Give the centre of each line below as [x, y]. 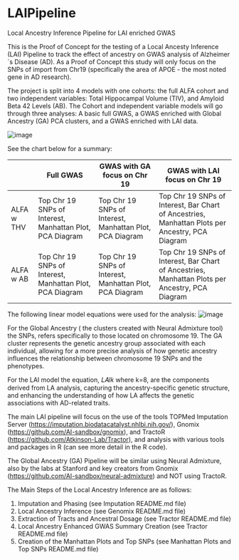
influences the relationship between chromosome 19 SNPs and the [105, 358]
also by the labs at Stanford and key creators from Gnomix [93, 468]
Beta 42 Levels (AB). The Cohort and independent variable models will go [115, 105]
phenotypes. [26, 365]
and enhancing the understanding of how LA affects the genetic [101, 395]
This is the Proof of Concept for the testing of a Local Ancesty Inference [113, 46]
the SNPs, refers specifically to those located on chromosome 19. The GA [115, 336]
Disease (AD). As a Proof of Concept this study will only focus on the [115, 61]
